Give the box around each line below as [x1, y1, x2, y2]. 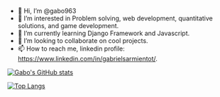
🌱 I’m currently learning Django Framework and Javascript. [17, 29, 190, 37]
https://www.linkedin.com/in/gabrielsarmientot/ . [17, 55, 158, 63]
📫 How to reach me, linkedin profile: [17, 44, 126, 53]
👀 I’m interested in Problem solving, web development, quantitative [17, 14, 213, 22]
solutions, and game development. [17, 22, 119, 30]
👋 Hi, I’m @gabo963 [17, 7, 77, 15]
